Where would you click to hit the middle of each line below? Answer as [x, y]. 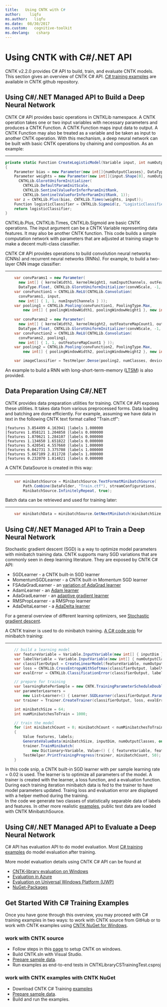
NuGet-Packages [30, 887]
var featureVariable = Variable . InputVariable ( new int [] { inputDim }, [90, 654]
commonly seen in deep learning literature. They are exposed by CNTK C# [82, 560]
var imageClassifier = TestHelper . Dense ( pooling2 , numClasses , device [89, 361]
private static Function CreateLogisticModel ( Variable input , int [75, 162]
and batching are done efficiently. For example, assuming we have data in [81, 413]
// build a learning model [42, 650]
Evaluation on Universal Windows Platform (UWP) [63, 882]
